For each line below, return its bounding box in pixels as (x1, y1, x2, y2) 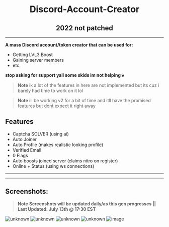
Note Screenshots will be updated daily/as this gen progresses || (17, 201, 156, 207)
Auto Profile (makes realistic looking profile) (12, 142, 104, 148)
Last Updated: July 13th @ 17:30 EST (17, 206, 96, 212)
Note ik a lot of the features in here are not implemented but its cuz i (17, 82, 159, 88)
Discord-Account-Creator (29, 4, 140, 15)
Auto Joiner (12, 136, 37, 142)
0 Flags (12, 152, 29, 158)
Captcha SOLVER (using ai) (12, 130, 69, 137)
